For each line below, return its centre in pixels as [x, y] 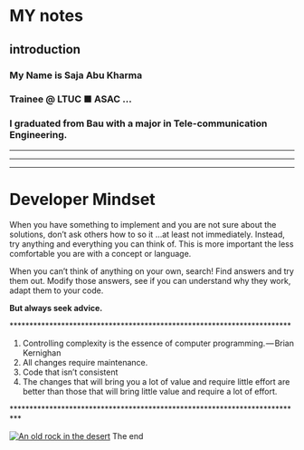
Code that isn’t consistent [70, 372]
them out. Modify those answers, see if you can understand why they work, [150, 280]
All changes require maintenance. [85, 362]
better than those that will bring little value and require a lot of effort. [150, 391]
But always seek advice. [56, 308]
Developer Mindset [82, 199]
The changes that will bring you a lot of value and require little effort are [156, 381]
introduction [45, 49]
